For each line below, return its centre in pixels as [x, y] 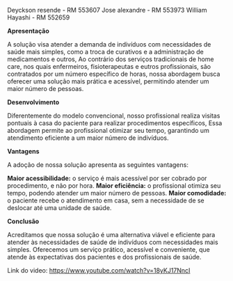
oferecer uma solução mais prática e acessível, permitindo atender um [109, 81]
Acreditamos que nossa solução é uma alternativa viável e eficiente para [111, 235]
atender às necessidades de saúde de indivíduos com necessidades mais [113, 242]
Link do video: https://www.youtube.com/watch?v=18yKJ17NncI [99, 270]
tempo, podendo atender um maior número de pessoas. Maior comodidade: [117, 193]
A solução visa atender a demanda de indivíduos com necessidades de [109, 44]
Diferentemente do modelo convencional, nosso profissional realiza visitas [114, 115]
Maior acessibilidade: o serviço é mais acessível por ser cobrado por [107, 178]
